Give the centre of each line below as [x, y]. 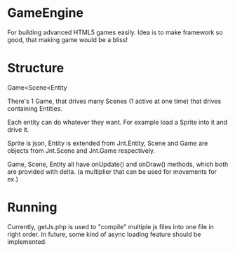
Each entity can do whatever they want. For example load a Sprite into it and [117, 122]
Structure [36, 68]
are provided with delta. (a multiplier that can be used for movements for [112, 171]
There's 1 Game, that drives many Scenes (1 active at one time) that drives [114, 101]
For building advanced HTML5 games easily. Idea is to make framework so [115, 32]
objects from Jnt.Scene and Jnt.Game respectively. [81, 150]
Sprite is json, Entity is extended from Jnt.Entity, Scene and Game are [108, 143]
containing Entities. [35, 108]
